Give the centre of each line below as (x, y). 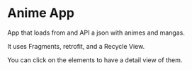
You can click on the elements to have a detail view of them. (95, 60)
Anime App (41, 13)
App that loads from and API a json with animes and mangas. (96, 33)
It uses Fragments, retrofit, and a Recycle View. (76, 46)
